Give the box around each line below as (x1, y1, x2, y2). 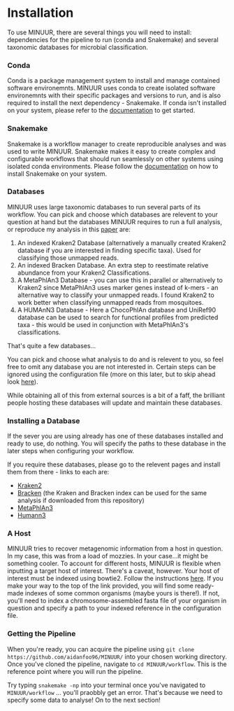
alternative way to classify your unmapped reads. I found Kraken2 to (17, 291, 214, 299)
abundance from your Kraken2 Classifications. (17, 268, 152, 277)
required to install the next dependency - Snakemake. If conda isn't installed (7, 99, 227, 107)
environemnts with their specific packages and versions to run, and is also (7, 91, 221, 99)
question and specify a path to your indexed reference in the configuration (7, 604, 221, 612)
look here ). (7, 377, 38, 386)
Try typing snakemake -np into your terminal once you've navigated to (7, 681, 206, 689)
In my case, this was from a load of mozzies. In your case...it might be (7, 552, 208, 560)
